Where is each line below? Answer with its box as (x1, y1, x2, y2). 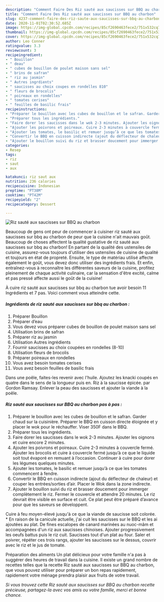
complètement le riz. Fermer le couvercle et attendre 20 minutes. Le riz (12, 491, 155, 497)
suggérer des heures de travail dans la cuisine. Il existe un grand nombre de (5, 557, 158, 563)
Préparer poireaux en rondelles (12, 355, 75, 361)
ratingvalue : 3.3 (5, 43, 41, 48)
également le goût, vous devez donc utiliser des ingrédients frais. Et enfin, (5, 260, 154, 266)
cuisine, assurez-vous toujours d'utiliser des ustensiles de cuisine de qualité (5, 250, 159, 255)
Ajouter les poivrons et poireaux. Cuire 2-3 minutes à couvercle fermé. (12, 445, 154, 451)
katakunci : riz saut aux (5, 175, 56, 179)
